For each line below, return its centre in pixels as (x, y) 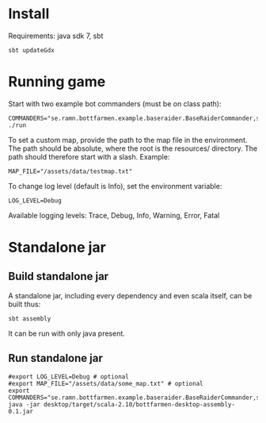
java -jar (25, 404)
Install (29, 14)
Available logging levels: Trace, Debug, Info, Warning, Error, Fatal (114, 215)
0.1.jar (21, 411)
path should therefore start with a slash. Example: (89, 156)
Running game (57, 82)
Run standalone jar (55, 358)
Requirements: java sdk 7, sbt (56, 36)
